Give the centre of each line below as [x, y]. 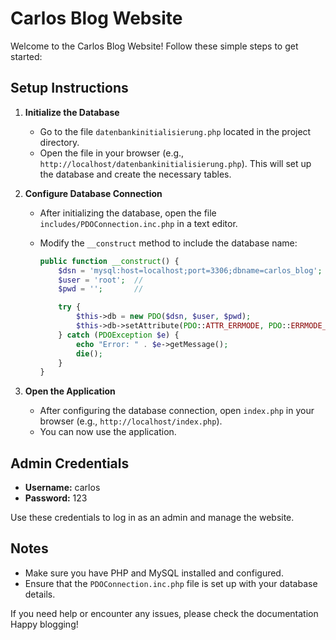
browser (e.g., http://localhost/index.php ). [131, 421]
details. [40, 594]
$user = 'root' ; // [101, 280]
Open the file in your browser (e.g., [112, 153]
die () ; [89, 353]
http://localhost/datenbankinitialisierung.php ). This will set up [175, 163]
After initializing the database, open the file [128, 213]
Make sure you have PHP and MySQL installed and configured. [154, 573]
